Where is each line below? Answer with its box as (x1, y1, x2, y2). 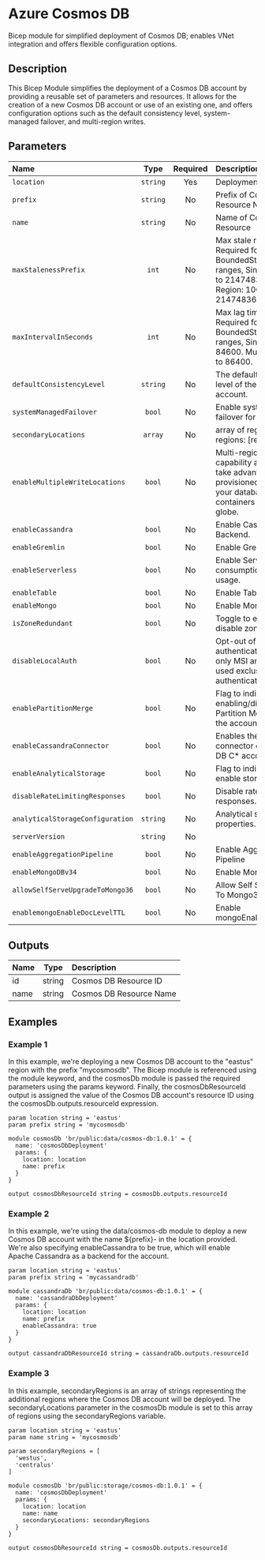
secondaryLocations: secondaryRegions (22, 1516, 150, 1524)
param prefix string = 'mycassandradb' (8, 1273, 140, 1282)
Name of (215, 212, 248, 223)
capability (215, 457, 252, 468)
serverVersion (12, 832, 65, 841)
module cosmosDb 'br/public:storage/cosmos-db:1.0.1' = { (8, 1482, 203, 1490)
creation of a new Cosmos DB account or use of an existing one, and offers (8, 100, 253, 109)
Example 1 (8, 1039, 48, 1050)
